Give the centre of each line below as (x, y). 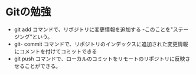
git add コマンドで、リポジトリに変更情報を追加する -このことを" (94, 29)
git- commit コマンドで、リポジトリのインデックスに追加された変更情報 (101, 44)
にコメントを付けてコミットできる (55, 51)
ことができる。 (43, 66)
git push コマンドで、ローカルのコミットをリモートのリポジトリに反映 (99, 59)
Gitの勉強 (28, 12)
